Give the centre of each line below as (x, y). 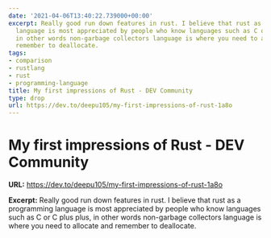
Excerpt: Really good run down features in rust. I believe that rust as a (125, 200)
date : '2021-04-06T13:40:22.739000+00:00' (81, 16)
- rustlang (27, 68)
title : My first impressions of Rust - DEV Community (101, 90)
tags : (17, 53)
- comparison (30, 61)
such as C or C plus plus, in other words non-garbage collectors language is (135, 217)
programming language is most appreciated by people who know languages (135, 209)
